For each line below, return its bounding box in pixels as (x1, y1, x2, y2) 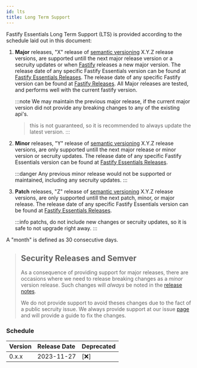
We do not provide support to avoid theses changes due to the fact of (20, 299, 192, 306)
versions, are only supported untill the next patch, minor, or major (14, 194, 175, 201)
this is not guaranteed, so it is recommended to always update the (29, 122, 191, 129)
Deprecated (81, 342, 116, 350)
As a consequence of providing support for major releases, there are (20, 269, 189, 276)
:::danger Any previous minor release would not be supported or (14, 170, 172, 177)
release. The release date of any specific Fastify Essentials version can (14, 200, 189, 208)
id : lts (6, 8, 26, 15)
